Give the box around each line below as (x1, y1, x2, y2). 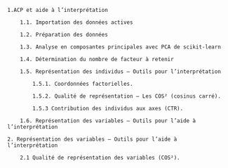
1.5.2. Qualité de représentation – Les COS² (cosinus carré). (32, 93, 221, 100)
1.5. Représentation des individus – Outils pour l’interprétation (20, 68, 221, 75)
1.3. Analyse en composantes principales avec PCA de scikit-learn (20, 44, 221, 51)
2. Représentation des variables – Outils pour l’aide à (7, 136, 177, 143)
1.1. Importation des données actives (20, 19, 133, 26)
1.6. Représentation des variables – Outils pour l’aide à (20, 117, 196, 124)
